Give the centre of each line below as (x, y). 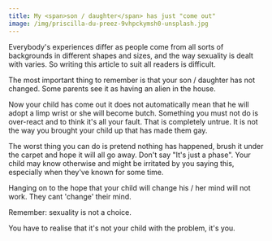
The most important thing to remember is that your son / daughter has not (132, 80)
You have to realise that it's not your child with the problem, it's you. (122, 228)
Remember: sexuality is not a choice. (70, 212)
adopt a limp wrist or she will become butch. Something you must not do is (133, 113)
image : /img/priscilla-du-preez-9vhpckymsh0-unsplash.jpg (108, 24)
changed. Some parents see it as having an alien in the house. (112, 88)
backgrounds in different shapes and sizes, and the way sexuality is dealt (131, 55)
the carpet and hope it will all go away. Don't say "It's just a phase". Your (130, 155)
